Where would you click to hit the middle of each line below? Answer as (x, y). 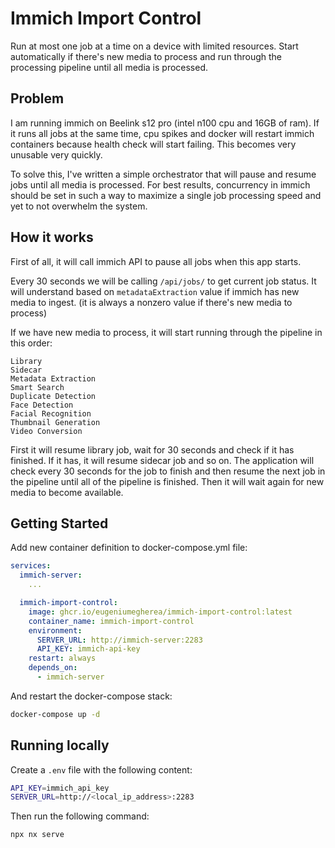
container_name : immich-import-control (111, 621)
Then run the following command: (80, 816)
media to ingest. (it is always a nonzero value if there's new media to (151, 302)
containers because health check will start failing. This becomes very (153, 144)
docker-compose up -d (55, 714)
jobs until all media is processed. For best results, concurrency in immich (160, 184)
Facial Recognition (51, 413)
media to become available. (67, 492)
